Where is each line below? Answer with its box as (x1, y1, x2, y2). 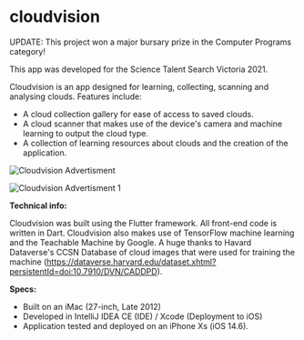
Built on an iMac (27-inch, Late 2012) (22, 301, 162, 312)
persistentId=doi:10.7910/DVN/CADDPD (9, 265, 157, 276)
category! (9, 45, 46, 56)
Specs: (9, 284, 37, 295)
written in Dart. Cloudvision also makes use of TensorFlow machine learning (9, 227, 295, 238)
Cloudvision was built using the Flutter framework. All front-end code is (9, 217, 278, 228)
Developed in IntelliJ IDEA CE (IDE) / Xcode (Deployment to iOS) (22, 311, 263, 322)
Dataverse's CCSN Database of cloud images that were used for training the (9, 246, 296, 257)
